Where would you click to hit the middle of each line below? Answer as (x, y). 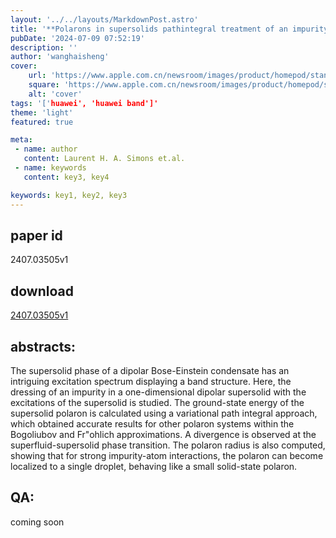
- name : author (46, 149)
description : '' (44, 47)
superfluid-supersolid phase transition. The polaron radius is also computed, (168, 445)
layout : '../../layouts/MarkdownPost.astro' (104, 19)
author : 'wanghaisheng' (60, 57)
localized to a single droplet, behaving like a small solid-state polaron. (154, 466)
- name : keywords (50, 168)
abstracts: (43, 346)
